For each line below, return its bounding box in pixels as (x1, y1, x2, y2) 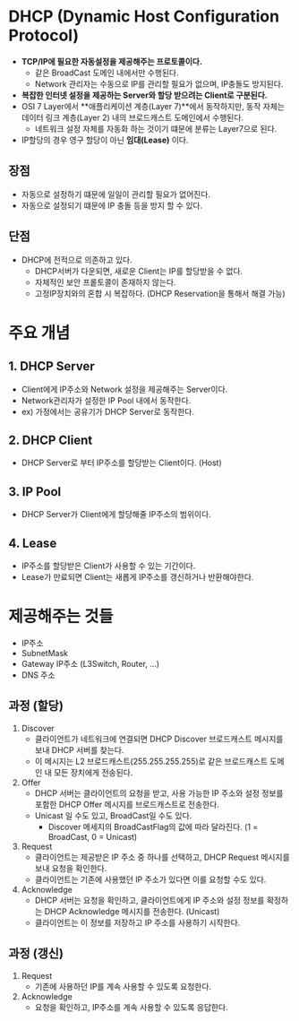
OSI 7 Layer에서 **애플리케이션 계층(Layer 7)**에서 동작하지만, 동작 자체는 (21, 100, 286, 111)
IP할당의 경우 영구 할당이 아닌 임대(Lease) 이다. (21, 134, 189, 145)
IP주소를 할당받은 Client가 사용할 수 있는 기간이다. (21, 560, 196, 571)
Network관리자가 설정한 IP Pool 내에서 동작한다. (21, 394, 192, 405)
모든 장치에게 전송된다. (54, 766, 133, 777)
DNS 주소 (21, 670, 56, 680)
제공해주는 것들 (8, 607, 114, 627)
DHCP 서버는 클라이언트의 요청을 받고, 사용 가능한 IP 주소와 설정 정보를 (34, 787, 284, 799)
